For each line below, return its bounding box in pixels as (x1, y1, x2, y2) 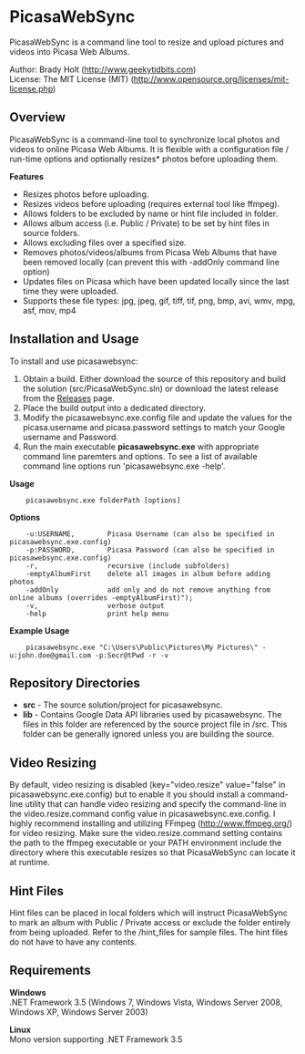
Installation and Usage (9, 331, 139, 347)
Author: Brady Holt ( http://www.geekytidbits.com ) (9, 64, 197, 75)
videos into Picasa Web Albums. (9, 46, 130, 57)
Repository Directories (9, 675, 141, 690)
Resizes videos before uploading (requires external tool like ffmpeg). (22, 198, 280, 209)
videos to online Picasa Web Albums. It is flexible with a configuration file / (9, 143, 290, 154)
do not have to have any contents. (9, 936, 137, 947)
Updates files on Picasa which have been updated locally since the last (22, 275, 290, 286)
